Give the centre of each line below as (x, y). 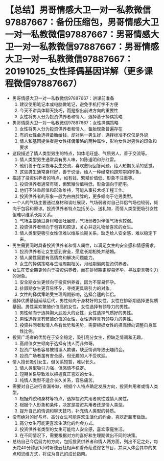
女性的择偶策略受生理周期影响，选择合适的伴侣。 (69, 294)
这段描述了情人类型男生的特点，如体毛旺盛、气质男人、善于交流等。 (81, 153)
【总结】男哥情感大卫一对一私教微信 (78, 10)
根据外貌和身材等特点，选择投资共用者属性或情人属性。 (75, 398)
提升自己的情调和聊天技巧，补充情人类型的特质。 (69, 410)
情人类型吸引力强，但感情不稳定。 (54, 368)
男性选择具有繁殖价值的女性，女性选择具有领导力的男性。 (77, 319)
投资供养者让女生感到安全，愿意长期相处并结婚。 (69, 251)
